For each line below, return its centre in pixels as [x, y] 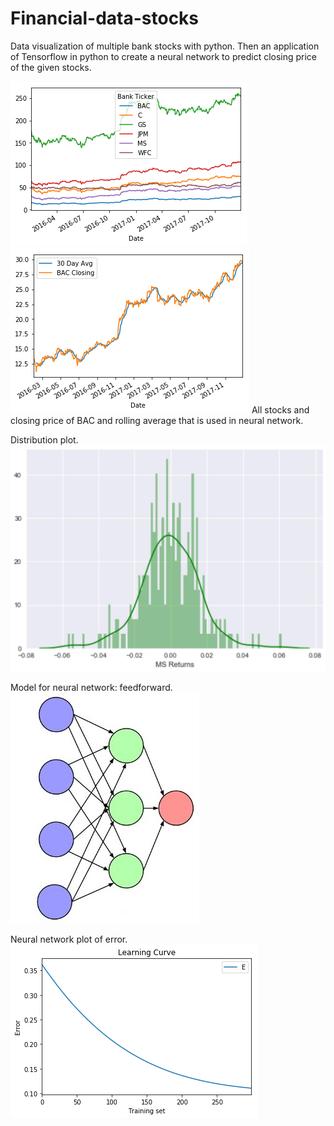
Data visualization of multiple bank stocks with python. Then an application [165, 46]
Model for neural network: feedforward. [91, 687]
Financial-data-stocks [105, 18]
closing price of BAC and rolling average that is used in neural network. [157, 420]
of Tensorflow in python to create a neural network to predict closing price [164, 56]
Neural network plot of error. [69, 939]
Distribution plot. [44, 439]
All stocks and [280, 409]
